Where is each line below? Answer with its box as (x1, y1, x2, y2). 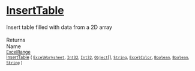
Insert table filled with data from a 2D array (6, 23, 113, 31)
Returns (6, 36, 26, 43)
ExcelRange (6, 49, 31, 55)
